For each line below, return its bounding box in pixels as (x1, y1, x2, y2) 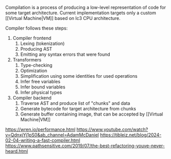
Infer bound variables (20, 84, 65, 90)
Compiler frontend (12, 35, 52, 41)
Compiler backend (12, 95, 52, 101)
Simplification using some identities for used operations (20, 73, 138, 79)
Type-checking (20, 62, 53, 68)
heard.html (5, 148, 28, 154)
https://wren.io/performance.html (5, 126, 76, 132)
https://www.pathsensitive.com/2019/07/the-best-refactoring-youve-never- (5, 143, 165, 149)
